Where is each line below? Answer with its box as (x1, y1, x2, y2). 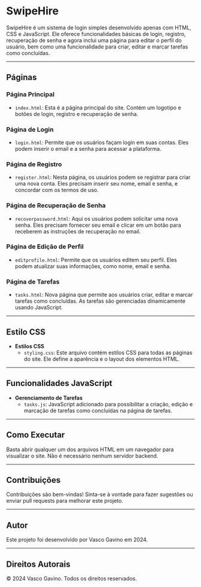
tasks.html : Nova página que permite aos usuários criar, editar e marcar (14, 291, 193, 299)
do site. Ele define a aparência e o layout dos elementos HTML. (23, 355, 180, 363)
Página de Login (6, 125, 54, 133)
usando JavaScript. (14, 304, 63, 311)
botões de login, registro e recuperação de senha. (14, 110, 139, 117)
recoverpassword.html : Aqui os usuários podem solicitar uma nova (14, 215, 178, 222)
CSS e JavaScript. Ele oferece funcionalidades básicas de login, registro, (6, 30, 186, 37)
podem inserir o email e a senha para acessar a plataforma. (14, 145, 162, 152)
